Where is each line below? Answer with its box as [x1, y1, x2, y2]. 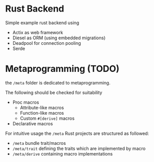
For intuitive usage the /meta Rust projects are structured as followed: [5, 130, 149, 136]
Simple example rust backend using [5, 20, 80, 26]
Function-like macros [20, 110, 64, 116]
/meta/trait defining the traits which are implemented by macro [12, 145, 146, 151]
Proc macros [12, 99, 39, 105]
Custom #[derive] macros [20, 115, 74, 121]
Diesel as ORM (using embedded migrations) [12, 35, 106, 41]
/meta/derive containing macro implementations [12, 150, 113, 156]
